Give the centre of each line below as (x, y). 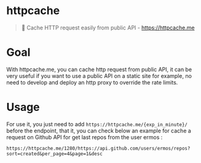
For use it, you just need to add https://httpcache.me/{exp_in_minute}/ (97, 124)
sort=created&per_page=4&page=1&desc (55, 154)
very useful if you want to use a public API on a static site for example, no (99, 76)
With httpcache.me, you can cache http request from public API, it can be (99, 69)
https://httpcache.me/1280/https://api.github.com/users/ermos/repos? (98, 148)
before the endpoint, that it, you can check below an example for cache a (99, 131)
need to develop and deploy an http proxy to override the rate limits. (92, 82)
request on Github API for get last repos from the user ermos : (85, 137)
